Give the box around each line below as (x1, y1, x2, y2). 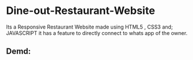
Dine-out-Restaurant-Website (6, 4, 155, 17)
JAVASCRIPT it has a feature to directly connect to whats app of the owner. (6, 29, 188, 36)
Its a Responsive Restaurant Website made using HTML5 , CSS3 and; (6, 23, 173, 30)
